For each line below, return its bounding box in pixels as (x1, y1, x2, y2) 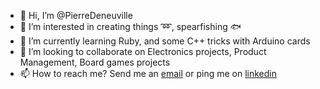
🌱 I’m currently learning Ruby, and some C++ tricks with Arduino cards (19, 35, 311, 47)
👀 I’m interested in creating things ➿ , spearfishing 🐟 (19, 21, 242, 32)
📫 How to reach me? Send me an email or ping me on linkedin (19, 68, 277, 79)
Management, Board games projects (19, 56, 171, 68)
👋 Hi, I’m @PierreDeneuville (19, 10, 133, 21)
